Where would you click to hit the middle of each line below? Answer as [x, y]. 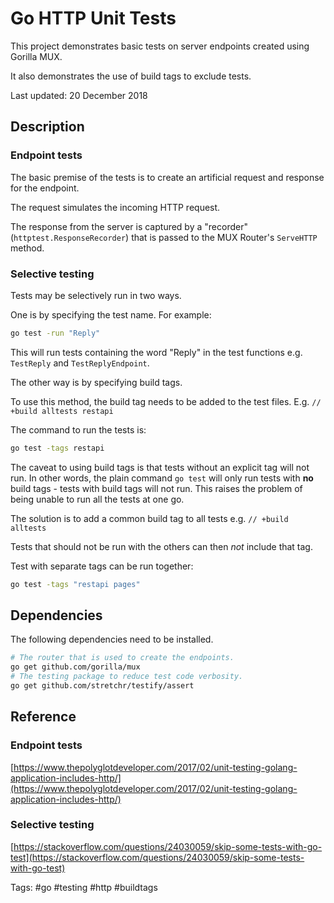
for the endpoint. [45, 188]
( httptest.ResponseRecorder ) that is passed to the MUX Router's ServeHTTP [164, 237]
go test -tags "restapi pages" [75, 584]
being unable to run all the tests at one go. [97, 499]
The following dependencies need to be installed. [112, 639]
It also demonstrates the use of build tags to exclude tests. [131, 76]
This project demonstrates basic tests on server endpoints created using [160, 46]
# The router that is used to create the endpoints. [122, 658]
